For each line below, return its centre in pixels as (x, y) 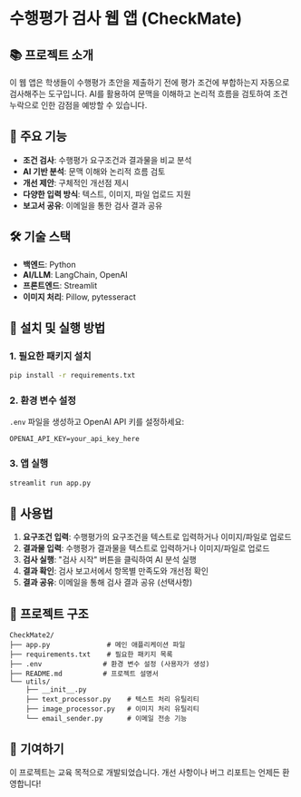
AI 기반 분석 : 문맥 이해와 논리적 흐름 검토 (94, 171)
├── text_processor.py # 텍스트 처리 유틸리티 (112, 700)
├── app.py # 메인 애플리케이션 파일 (97, 645)
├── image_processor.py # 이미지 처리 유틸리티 (112, 709)
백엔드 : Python (49, 264)
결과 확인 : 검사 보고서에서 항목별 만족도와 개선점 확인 (116, 571)
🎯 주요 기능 (39, 137)
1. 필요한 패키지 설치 (51, 356)
